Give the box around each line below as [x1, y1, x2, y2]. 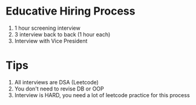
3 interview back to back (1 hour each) [14, 30, 111, 38]
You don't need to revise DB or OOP [14, 85, 104, 92]
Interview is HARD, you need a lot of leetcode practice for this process [14, 91, 190, 98]
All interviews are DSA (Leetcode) [14, 78, 99, 86]
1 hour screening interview [14, 24, 81, 32]
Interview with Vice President [14, 37, 88, 44]
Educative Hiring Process [5, 4, 136, 18]
